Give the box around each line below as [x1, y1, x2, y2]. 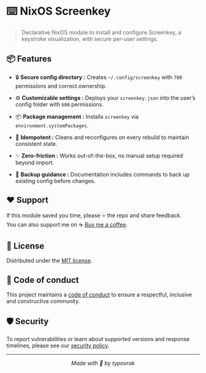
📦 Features [6, 54, 52, 64]
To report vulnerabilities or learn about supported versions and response [6, 336, 190, 342]
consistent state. [15, 140, 58, 147]
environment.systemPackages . [15, 121, 89, 129]
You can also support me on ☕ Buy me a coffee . [6, 220, 128, 228]
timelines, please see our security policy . [6, 342, 110, 349]
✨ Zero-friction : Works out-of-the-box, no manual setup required [15, 152, 183, 159]
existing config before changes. [15, 177, 96, 184]
